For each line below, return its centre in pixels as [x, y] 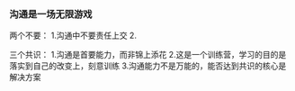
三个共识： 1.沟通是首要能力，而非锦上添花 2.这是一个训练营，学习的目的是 [148, 55]
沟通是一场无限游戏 [51, 14]
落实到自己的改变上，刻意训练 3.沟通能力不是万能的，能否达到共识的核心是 [148, 66]
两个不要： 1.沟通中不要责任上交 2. [73, 36]
